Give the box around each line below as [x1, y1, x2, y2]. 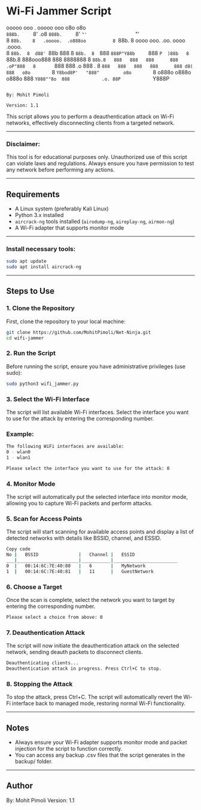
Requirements [6, 189, 60, 199]
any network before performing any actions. [6, 166, 115, 173]
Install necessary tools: [6, 245, 76, 253]
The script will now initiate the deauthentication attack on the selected [6, 642, 179, 649]
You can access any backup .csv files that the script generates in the [14, 751, 185, 759]
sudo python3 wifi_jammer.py [6, 381, 79, 387]
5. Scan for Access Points [6, 514, 83, 523]
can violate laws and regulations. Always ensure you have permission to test [6, 160, 194, 167]
